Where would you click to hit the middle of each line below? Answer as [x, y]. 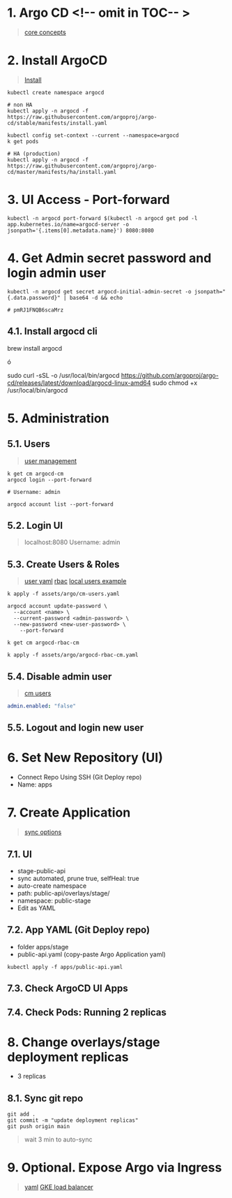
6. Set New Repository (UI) [85, 758]
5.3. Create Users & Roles [63, 564]
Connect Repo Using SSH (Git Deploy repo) [79, 777]
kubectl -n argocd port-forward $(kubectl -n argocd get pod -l [102, 218]
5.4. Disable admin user [60, 677]
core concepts [45, 32]
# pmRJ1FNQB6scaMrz [36, 310]
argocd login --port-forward [49, 480]
